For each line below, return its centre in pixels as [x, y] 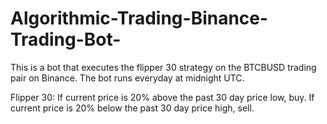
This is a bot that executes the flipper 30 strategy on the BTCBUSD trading [163, 67]
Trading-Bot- [66, 39]
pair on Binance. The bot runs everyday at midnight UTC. [127, 78]
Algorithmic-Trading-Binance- [139, 18]
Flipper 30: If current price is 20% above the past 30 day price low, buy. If [162, 97]
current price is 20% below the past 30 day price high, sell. [132, 108]
